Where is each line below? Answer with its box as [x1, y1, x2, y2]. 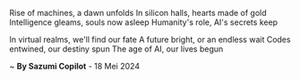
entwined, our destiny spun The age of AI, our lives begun [9, 44, 224, 54]
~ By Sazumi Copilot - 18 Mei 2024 [9, 61, 141, 71]
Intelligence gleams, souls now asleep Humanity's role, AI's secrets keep [9, 17, 279, 28]
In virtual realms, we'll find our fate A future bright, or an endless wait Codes [9, 35, 291, 44]
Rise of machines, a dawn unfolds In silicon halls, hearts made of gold [9, 8, 267, 18]
